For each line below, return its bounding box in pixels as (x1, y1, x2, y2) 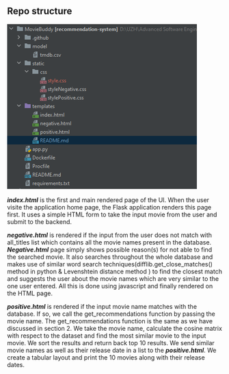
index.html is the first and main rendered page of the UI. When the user (7, 195, 210, 204)
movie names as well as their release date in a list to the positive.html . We (7, 346, 217, 354)
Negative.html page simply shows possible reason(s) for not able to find (7, 245, 213, 253)
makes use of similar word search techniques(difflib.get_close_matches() (7, 260, 213, 268)
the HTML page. (7, 289, 53, 297)
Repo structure (7, 5, 72, 17)
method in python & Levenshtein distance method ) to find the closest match (7, 267, 222, 275)
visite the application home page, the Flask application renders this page (7, 203, 212, 211)
